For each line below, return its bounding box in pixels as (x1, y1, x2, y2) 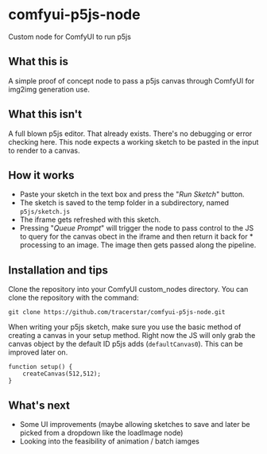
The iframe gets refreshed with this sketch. (19, 215, 161, 224)
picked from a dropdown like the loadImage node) (19, 428, 184, 437)
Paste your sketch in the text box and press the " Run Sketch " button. (19, 189, 245, 200)
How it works (8, 169, 75, 182)
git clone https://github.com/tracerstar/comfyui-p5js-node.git (8, 308, 226, 316)
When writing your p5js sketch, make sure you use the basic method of (8, 322, 242, 332)
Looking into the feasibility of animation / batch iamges (19, 437, 200, 446)
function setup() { (8, 363, 73, 371)
